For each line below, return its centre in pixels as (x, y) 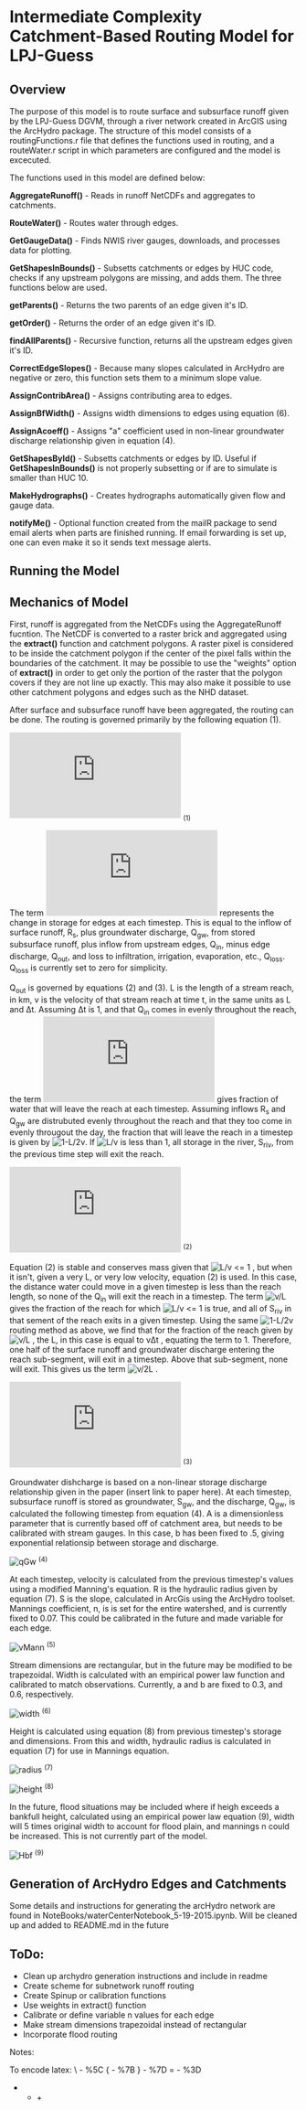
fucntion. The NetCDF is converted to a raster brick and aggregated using (148, 634)
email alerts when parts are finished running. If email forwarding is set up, (148, 533)
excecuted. (31, 160)
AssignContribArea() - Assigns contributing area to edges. (121, 396)
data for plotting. (41, 250)
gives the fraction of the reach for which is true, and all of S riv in (151, 1309)
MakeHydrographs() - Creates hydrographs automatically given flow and (148, 495)
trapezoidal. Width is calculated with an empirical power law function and (148, 1675)
